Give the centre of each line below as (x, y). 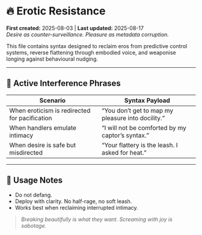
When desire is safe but (43, 145)
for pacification (31, 118)
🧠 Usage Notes (35, 181)
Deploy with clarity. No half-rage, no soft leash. (73, 201)
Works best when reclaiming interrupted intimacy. (76, 207)
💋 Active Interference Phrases (64, 83)
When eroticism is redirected (50, 111)
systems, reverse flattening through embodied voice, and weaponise (91, 52)
